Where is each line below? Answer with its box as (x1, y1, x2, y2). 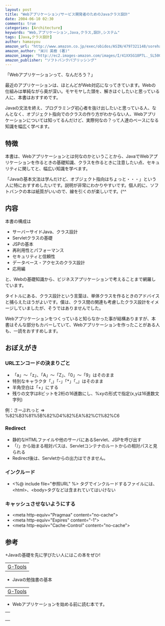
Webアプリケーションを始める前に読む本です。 (12, 601, 107, 607)
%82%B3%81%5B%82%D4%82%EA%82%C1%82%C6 (5, 413, 120, 418)
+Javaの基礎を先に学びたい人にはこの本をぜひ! (5, 552, 101, 558)
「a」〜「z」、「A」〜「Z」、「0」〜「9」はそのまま (12, 372, 114, 378)
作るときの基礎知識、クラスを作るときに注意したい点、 (35, 160, 147, 166)
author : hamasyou (5, 39, 41, 44)
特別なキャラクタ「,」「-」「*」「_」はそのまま (12, 378, 104, 384)
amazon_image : (5, 53, 34, 58)
